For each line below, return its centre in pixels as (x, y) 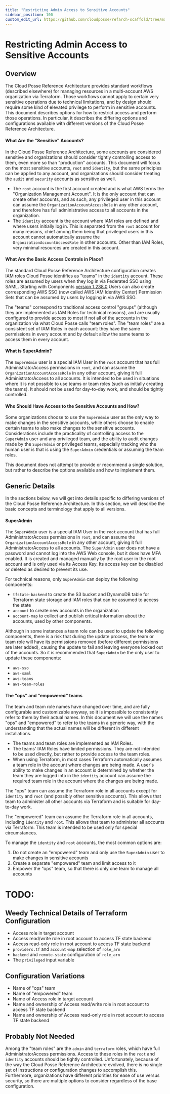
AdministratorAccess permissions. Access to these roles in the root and (80, 1054)
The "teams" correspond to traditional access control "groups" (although (81, 307)
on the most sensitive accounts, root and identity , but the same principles (83, 168)
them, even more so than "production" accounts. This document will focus (83, 162)
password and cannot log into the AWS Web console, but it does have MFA (83, 553)
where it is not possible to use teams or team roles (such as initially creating (84, 384)
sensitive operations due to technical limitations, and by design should (78, 102)
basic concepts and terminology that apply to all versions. (66, 509)
